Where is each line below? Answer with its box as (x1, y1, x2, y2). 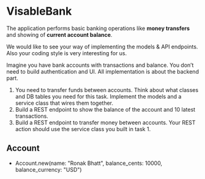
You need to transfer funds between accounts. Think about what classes (15, 86, 199, 93)
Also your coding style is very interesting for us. (6, 49, 127, 56)
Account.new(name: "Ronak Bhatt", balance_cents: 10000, (15, 159, 163, 167)
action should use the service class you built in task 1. (15, 125, 151, 132)
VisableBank (6, 4, 72, 18)
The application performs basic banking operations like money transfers (6, 25, 190, 32)
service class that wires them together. (15, 99, 114, 107)
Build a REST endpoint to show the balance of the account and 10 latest (15, 105, 196, 113)
